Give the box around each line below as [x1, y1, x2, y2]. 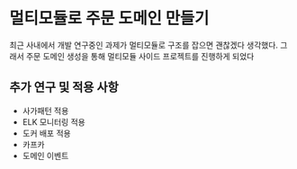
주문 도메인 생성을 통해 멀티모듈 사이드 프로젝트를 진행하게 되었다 [25, 50, 255, 61]
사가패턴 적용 [22, 105, 69, 116]
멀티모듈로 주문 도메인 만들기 [9, 8, 210, 29]
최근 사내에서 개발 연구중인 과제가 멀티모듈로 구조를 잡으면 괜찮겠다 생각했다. [9, 40, 279, 50]
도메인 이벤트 [22, 150, 69, 161]
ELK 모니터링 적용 [22, 116, 85, 127]
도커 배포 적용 [22, 128, 71, 138]
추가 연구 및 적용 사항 [9, 80, 119, 95]
